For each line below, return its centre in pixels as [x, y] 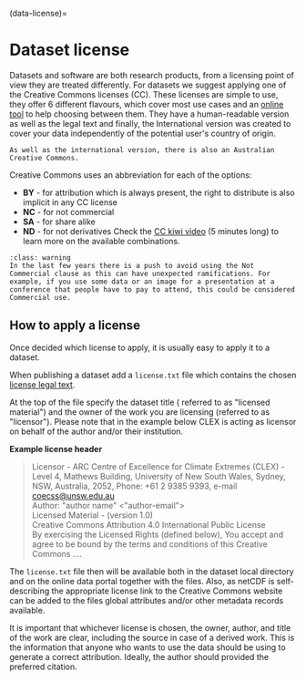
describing [30, 591]
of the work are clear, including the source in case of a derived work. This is [152, 637]
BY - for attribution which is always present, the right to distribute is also [158, 192]
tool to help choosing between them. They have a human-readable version [149, 114]
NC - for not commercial [68, 212]
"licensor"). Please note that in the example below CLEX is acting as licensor [153, 421]
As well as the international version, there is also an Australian [142, 150]
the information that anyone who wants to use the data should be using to [148, 647]
